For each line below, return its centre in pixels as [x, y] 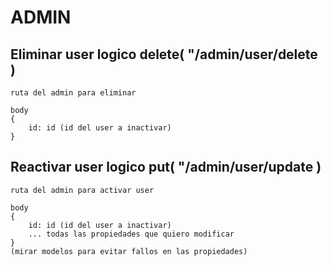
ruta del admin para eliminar [73, 93]
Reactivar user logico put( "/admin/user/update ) [166, 167]
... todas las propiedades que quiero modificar [131, 234]
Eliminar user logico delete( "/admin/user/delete [164, 54]
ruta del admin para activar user [82, 190]
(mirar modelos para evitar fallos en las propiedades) [129, 251]
